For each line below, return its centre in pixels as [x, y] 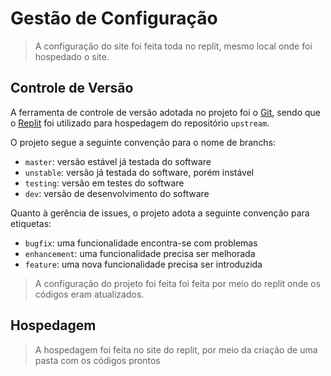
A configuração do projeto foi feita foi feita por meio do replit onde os [178, 283]
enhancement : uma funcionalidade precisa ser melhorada [140, 253]
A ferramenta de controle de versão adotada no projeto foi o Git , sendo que [166, 112]
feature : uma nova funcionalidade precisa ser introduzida [143, 264]
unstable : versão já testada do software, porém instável [139, 172]
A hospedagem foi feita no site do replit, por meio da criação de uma [176, 349]
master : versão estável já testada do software [118, 161]
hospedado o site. [72, 56]
